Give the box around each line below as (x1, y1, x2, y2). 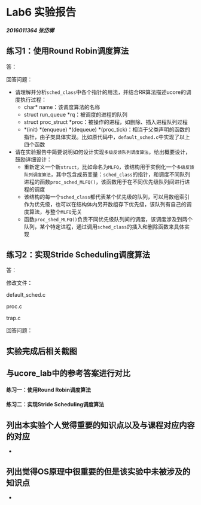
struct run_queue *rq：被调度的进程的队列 (23, 111, 127, 118)
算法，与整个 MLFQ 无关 (29, 208, 83, 215)
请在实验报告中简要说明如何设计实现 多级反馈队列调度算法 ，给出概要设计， (14, 148, 191, 156)
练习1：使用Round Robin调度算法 (6, 46, 129, 56)
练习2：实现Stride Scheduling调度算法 (6, 250, 151, 260)
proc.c (6, 303, 23, 310)
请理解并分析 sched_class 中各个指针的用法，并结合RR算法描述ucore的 (14, 88, 187, 96)
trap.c (6, 315, 21, 322)
